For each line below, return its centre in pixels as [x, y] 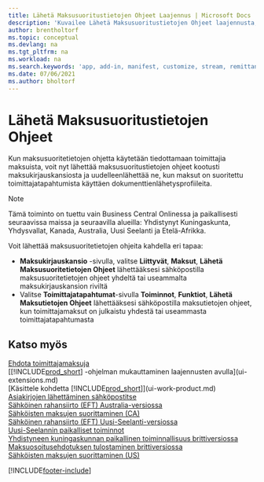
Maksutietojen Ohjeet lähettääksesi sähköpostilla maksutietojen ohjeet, [136, 303]
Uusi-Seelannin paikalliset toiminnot [66, 430]
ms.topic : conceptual [44, 37]
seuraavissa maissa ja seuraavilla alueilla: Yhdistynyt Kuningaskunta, [119, 223]
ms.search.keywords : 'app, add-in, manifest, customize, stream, [117, 67]
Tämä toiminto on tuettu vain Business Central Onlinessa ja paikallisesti [123, 214]
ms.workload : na [35, 60]
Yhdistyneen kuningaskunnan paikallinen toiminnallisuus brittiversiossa [123, 439]
